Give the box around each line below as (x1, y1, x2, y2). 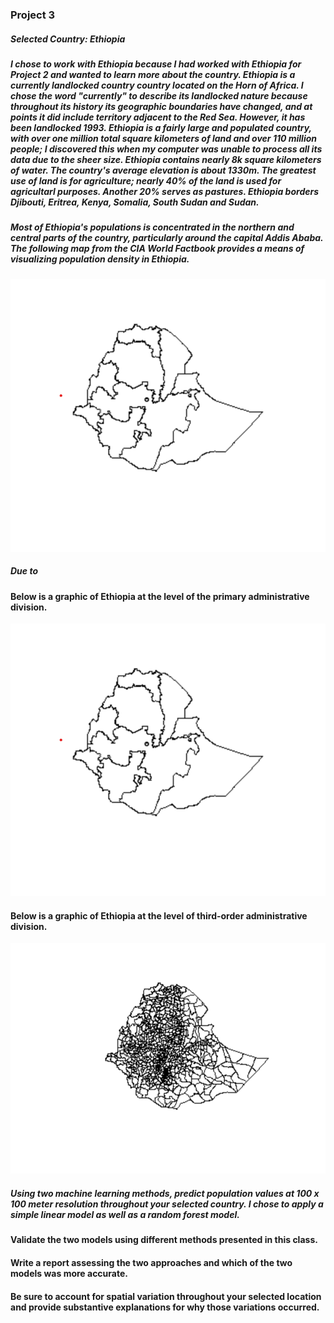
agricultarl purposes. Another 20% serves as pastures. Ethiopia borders (10, 185, 320, 197)
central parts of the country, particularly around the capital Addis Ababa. (10, 232, 324, 244)
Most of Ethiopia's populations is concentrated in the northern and (10, 221, 295, 233)
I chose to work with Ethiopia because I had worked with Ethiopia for (10, 58, 302, 70)
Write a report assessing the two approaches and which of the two (10, 1256, 293, 1268)
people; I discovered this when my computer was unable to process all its (10, 143, 323, 155)
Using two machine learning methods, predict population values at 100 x (10, 1187, 320, 1199)
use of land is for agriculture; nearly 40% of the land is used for (10, 174, 282, 187)
